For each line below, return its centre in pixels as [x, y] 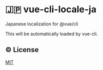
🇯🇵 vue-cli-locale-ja [51, 9]
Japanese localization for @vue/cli [42, 24]
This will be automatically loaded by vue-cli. [52, 34]
